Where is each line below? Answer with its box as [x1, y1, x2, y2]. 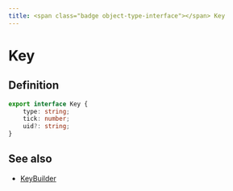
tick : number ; [23, 114, 70, 123]
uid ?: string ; [23, 122, 70, 131]
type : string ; [23, 107, 70, 115]
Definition [8, 78, 59, 93]
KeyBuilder [19, 173, 56, 183]
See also [8, 152, 52, 166]
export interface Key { [8, 100, 89, 108]
